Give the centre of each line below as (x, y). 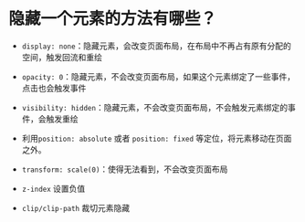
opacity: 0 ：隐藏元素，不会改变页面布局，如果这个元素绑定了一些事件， (158, 76)
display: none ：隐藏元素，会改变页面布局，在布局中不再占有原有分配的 (156, 46)
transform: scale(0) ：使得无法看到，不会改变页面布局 (125, 169)
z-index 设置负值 (53, 188)
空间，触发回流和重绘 (62, 57)
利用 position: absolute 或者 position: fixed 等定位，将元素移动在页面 (157, 138)
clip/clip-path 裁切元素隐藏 (75, 207)
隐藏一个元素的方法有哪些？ (113, 19)
